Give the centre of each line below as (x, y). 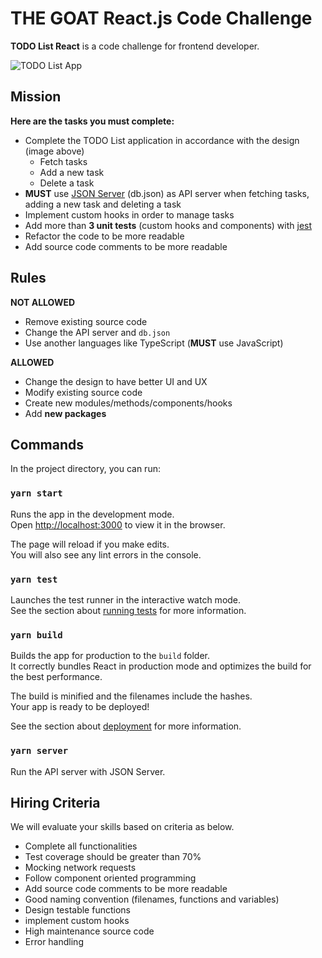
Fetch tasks (63, 161)
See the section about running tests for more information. (128, 610)
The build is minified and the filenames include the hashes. (131, 696)
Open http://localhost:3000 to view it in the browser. (118, 524)
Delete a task (67, 183)
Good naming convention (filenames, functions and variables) (152, 899)
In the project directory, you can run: (85, 469)
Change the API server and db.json (97, 332)
